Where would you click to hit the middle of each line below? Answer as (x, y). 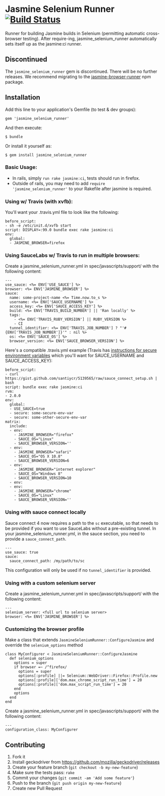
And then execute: (24, 128)
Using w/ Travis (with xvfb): (39, 201)
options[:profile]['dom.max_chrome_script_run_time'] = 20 (80, 680)
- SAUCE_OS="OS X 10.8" (38, 456)
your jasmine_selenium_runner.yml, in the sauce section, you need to (75, 534)
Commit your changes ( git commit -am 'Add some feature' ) (73, 778)
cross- (153, 33)
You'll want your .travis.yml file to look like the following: (62, 212)
